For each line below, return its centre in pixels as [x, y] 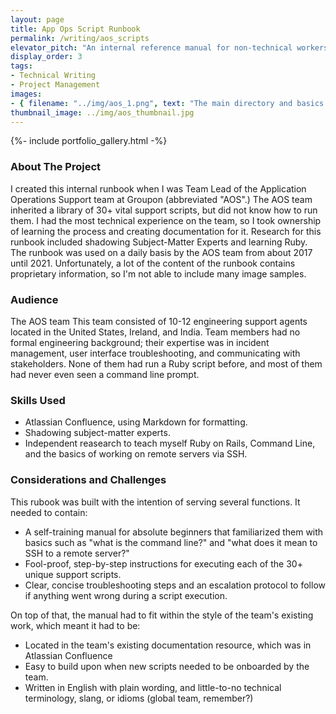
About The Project [56, 167]
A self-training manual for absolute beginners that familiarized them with [174, 532]
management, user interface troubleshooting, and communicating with [155, 353]
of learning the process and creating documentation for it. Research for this [166, 231]
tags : [21, 66]
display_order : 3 [46, 57]
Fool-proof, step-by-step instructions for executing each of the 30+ [163, 563]
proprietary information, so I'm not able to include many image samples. [158, 273]
